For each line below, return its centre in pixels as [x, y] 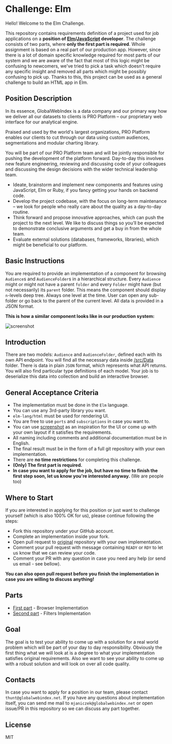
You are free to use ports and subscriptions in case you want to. [81, 421]
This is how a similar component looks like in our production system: [80, 316]
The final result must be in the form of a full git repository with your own [89, 449]
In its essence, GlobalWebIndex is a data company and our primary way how [86, 111]
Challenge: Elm [38, 9]
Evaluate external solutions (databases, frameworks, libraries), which [86, 239]
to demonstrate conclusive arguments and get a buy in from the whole [87, 228]
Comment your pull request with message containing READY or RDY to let [88, 547]
